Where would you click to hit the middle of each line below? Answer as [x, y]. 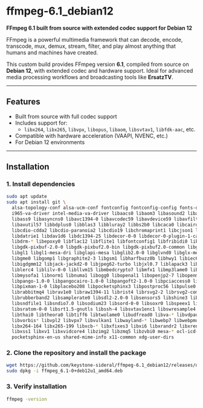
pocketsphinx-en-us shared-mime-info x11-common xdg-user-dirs [93, 337]
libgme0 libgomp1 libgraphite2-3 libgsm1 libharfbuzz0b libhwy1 [94, 258]
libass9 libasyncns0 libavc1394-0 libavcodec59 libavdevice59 [92, 219]
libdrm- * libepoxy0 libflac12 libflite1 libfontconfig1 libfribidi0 [100, 242]
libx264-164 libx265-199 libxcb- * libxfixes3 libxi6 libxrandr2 [94, 326]
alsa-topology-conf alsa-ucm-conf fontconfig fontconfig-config [94, 208]
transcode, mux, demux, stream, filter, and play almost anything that [91, 46]
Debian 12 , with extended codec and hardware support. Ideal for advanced [100, 70]
